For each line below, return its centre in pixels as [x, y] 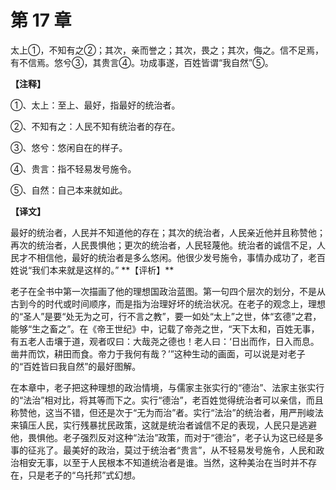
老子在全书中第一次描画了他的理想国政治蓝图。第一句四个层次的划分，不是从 [168, 291]
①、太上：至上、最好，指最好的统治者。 [95, 105]
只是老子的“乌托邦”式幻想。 [84, 475]
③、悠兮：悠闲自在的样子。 [69, 147]
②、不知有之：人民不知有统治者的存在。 [95, 126]
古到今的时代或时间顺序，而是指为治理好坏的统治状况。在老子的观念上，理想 [168, 303]
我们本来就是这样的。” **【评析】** [103, 270]
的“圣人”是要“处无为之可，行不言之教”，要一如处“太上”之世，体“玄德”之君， [166, 316]
